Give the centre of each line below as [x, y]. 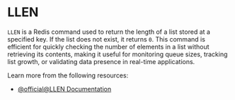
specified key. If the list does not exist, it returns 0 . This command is [106, 39]
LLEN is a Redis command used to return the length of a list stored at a [109, 32]
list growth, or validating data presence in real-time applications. [101, 61]
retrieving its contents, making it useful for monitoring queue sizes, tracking [117, 54]
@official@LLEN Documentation [64, 89]
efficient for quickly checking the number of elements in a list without [109, 46]
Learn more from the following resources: [68, 75]
